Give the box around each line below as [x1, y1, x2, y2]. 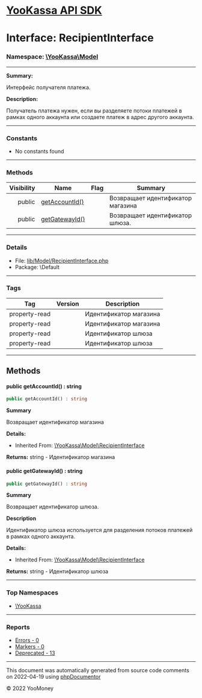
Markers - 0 [14, 643, 45, 650]
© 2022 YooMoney [6, 685, 54, 692]
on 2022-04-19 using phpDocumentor [6, 673, 101, 680]
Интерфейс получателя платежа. [6, 84, 91, 91]
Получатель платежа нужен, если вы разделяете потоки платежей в [6, 107, 182, 114]
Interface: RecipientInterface [6, 31, 155, 45]
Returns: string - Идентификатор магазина [6, 454, 115, 461]
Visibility [9, 184, 35, 193]
